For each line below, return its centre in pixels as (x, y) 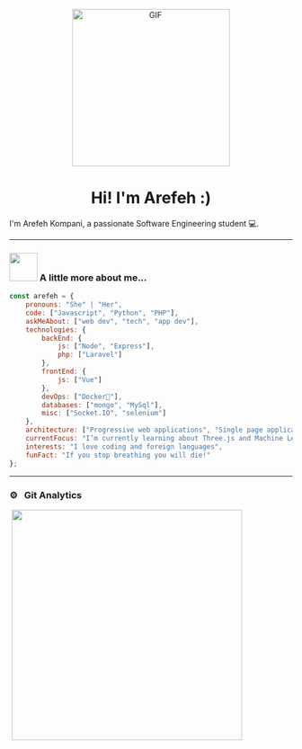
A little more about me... (93, 277)
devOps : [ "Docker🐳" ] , (82, 397)
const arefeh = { (42, 297)
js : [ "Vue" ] (80, 379)
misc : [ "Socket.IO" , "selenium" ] (104, 414)
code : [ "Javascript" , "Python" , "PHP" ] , (102, 313)
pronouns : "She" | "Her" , (74, 305)
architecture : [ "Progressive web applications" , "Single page (144, 430)
